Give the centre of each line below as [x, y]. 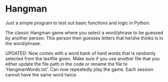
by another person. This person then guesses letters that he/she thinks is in [84, 38]
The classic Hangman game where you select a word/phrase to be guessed [84, 32]
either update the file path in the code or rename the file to [66, 64]
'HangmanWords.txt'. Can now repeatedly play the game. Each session [79, 69]
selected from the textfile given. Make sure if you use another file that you [82, 58]
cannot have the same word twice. [41, 74]
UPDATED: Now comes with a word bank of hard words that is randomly [80, 53]
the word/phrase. [23, 43]
